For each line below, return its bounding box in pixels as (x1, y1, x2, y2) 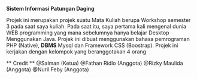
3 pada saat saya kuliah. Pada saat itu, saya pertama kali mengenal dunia (6, 23, 187, 30)
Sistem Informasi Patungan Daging (6, 5, 95, 12)
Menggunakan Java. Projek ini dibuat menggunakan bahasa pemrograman (6, 36, 190, 42)
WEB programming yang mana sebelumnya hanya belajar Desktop (6, 29, 169, 36)
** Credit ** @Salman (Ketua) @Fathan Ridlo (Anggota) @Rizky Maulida (6, 59, 184, 67)
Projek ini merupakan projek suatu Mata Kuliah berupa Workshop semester (6, 17, 191, 23)
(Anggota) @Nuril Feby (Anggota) (6, 66, 89, 73)
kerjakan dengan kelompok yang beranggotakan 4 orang (6, 48, 147, 55)
